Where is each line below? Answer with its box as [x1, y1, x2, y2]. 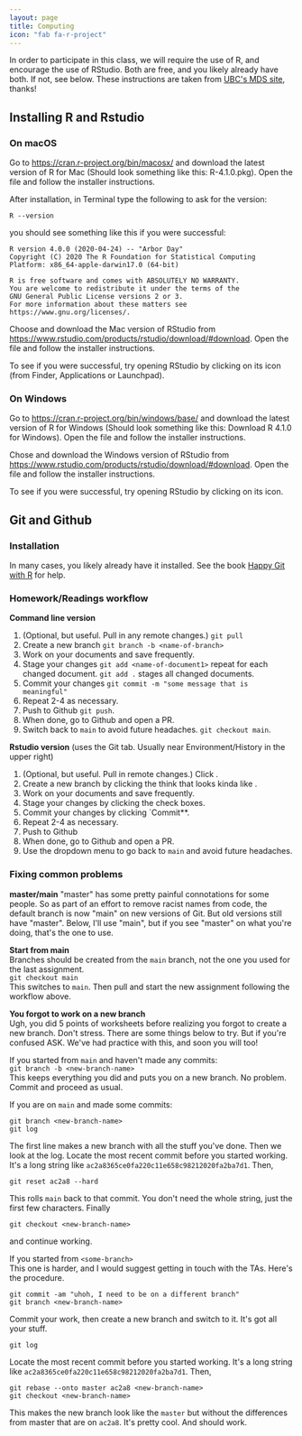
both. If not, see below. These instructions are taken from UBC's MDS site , [9, 74, 286, 85]
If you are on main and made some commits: [9, 1098, 173, 1110]
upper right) [9, 751, 54, 763]
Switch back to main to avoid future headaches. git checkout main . [22, 724, 272, 736]
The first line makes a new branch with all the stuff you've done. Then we [9, 1140, 282, 1151]
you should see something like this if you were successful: [9, 227, 226, 238]
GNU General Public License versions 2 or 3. [9, 292, 183, 301]
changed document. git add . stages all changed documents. [22, 669, 255, 680]
